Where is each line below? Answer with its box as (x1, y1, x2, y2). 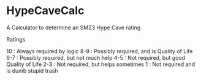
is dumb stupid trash (6, 67, 58, 74)
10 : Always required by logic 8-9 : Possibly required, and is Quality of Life (6, 47, 193, 55)
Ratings (6, 35, 26, 43)
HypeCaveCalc (6, 4, 85, 18)
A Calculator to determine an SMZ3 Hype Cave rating (6, 24, 141, 31)
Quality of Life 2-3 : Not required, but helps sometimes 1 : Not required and (6, 60, 195, 68)
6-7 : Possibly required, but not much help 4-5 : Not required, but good (6, 54, 186, 61)
